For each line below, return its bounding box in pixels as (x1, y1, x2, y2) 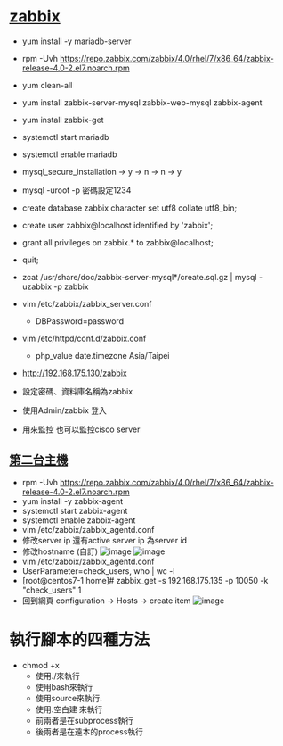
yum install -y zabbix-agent (21, 495, 124, 506)
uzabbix (21, 281, 52, 292)
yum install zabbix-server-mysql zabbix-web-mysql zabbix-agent (21, 96, 263, 108)
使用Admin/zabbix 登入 (21, 404, 107, 416)
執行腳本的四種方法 (9, 629, 150, 650)
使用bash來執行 (35, 681, 93, 692)
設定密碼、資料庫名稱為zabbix (21, 385, 133, 396)
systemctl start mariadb (21, 131, 109, 142)
